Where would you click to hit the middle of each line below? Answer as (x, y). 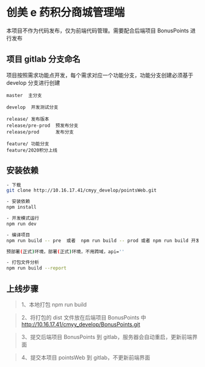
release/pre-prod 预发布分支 (42, 126)
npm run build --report (37, 268)
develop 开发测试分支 (32, 107)
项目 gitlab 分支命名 (43, 59)
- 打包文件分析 (23, 263)
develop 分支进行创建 (33, 82)
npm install (21, 207)
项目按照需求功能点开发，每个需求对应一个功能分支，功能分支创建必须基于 (100, 75)
